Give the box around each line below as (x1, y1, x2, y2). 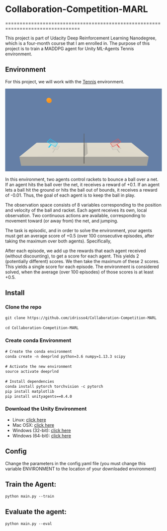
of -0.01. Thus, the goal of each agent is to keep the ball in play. (5, 192, 136, 198)
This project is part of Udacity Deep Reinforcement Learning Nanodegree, (5, 35, 157, 41)
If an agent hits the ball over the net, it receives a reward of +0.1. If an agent (5, 181, 160, 188)
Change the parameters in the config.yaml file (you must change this (5, 460, 146, 466)
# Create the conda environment (5, 349, 72, 354)
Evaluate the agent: (5, 508, 67, 516)
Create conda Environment (5, 337, 72, 344)
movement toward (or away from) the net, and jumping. (5, 218, 118, 224)
